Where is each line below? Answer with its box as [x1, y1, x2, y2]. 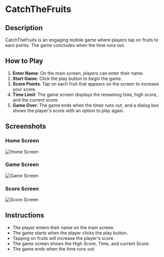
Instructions [5, 211, 44, 220]
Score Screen [5, 185, 39, 192]
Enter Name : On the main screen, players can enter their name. [12, 70, 144, 76]
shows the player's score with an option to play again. [12, 107, 124, 114]
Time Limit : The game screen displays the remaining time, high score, [12, 92, 158, 98]
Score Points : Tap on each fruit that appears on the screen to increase [12, 80, 159, 87]
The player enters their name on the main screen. [12, 224, 115, 230]
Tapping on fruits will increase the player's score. [12, 235, 115, 241]
